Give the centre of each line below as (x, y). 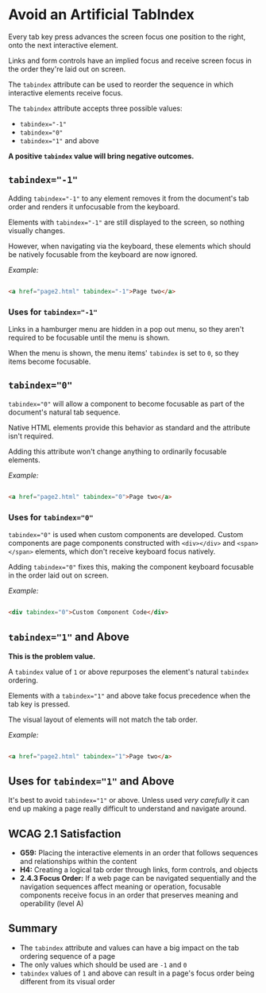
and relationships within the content (78, 862)
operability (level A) (52, 904)
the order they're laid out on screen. (67, 68)
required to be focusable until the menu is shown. (89, 337)
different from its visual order (67, 981)
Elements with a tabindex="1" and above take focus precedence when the (129, 695)
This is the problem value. (52, 656)
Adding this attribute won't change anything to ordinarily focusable (118, 451)
